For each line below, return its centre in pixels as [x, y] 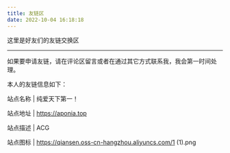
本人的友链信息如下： [37, 84]
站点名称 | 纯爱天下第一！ [43, 98]
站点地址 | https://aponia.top [47, 113]
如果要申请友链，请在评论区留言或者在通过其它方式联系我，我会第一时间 [109, 61]
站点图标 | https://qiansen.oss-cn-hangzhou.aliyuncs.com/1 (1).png [102, 142]
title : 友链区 [26, 13]
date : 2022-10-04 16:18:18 [46, 20]
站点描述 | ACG [28, 128]
